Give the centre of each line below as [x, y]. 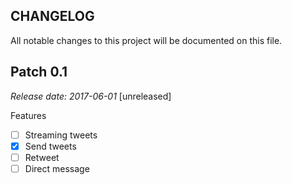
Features [28, 115]
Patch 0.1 [39, 72]
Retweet [42, 157]
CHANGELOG [52, 16]
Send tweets [50, 146]
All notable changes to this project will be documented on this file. [146, 40]
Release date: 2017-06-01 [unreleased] [91, 96]
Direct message [57, 168]
